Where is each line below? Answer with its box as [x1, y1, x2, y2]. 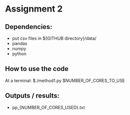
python [12, 51, 27, 57]
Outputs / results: [5, 92, 60, 100]
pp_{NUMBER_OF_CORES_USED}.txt [12, 104, 85, 110]
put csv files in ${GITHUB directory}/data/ [12, 35, 96, 41]
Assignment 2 [5, 3, 63, 14]
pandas [12, 41, 28, 46]
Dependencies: [5, 23, 53, 31]
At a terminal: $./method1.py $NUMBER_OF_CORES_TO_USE [5, 77, 125, 83]
